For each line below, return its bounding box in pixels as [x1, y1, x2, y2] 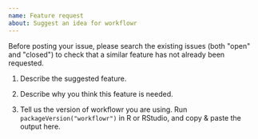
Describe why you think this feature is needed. [19, 89, 173, 98]
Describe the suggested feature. [19, 73, 127, 83]
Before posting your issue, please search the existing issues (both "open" [8, 41, 251, 50]
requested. [8, 58, 44, 68]
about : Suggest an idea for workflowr [8, 19, 137, 27]
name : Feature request [8, 11, 84, 20]
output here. [19, 121, 62, 131]
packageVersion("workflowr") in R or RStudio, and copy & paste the [19, 113, 241, 122]
